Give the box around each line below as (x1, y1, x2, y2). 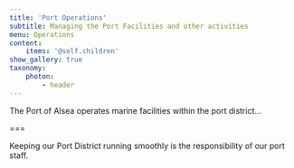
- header (42, 80, 75, 89)
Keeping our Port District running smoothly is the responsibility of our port (9, 140, 285, 151)
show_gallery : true (9, 55, 83, 64)
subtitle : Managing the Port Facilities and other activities (9, 22, 249, 31)
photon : (25, 72, 54, 81)
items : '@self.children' (25, 47, 119, 56)
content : (9, 38, 43, 48)
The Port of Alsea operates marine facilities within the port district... (9, 105, 262, 116)
